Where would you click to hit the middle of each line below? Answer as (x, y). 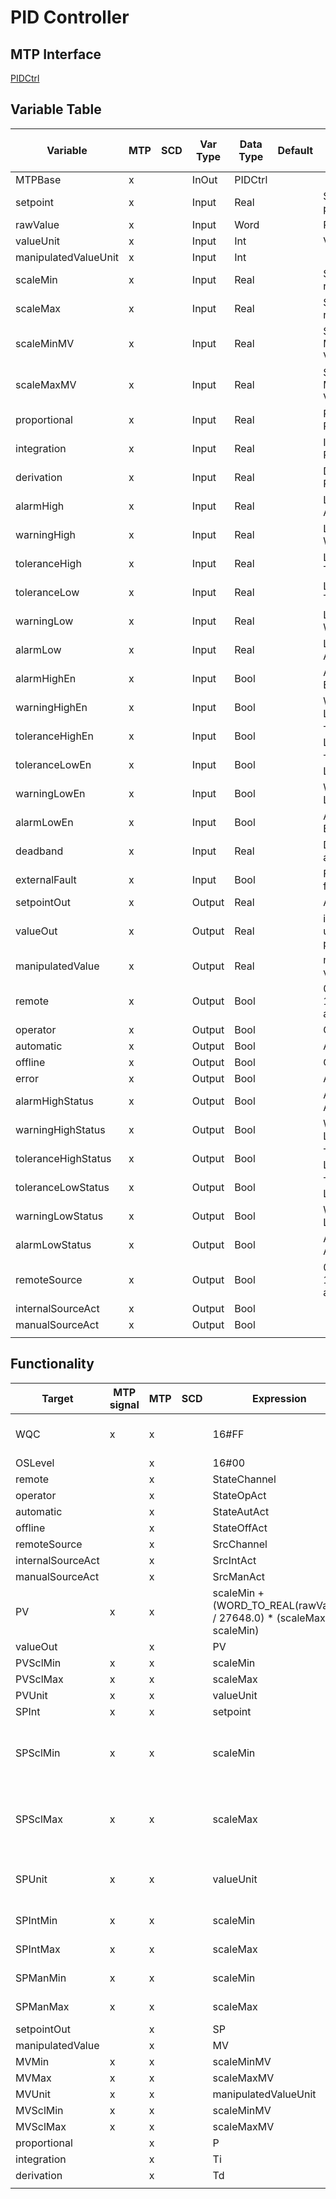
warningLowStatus (59, 1216)
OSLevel (35, 1463)
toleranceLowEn (53, 764)
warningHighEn (51, 707)
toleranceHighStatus (63, 1158)
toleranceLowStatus (62, 1187)
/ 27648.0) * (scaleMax (269, 1618)
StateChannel (244, 1479)
